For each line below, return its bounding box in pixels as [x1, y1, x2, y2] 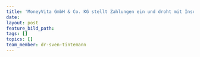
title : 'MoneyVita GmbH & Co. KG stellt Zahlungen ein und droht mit [6, 8, 183, 15]
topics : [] [6, 36, 33, 42]
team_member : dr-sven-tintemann [6, 42, 86, 48]
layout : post [6, 20, 39, 26]
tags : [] [6, 31, 28, 37]
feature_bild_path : [6, 25, 55, 31]
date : [6, 14, 20, 20]
